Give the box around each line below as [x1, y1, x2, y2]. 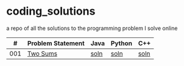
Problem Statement [27, 38, 85, 47]
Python [110, 38, 133, 47]
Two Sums [27, 49, 58, 57]
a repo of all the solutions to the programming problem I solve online [6, 24, 178, 32]
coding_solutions [6, 4, 96, 18]
